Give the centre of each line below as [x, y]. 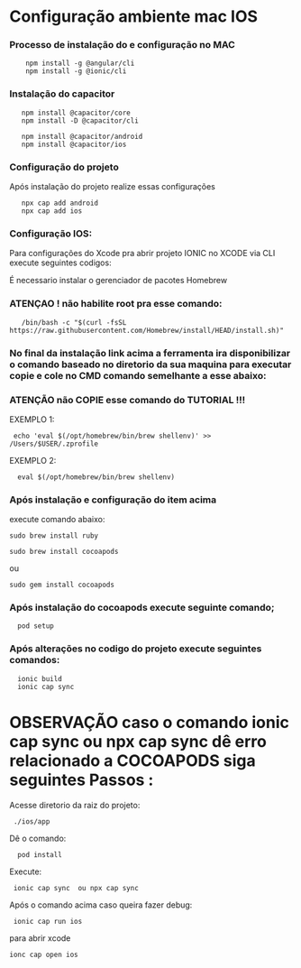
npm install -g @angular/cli [80, 64]
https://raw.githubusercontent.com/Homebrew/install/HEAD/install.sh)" [146, 330]
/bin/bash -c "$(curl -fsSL [74, 322]
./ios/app [32, 821]
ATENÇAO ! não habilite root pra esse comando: [116, 304]
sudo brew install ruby [54, 536]
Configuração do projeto [64, 167]
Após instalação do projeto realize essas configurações [113, 187]
